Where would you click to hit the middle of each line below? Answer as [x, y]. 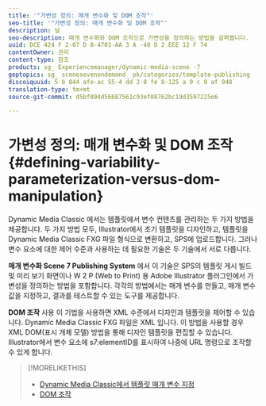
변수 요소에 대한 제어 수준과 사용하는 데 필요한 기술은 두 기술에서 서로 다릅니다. [130, 249]
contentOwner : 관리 [39, 52]
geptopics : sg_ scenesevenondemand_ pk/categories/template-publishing [129, 75]
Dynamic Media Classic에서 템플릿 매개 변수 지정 [117, 385]
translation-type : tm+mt [49, 89]
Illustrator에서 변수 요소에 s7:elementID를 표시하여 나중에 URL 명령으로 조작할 [130, 343]
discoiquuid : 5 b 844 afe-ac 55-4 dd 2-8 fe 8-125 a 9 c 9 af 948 [120, 82]
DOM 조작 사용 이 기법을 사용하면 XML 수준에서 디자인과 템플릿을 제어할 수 [124, 312]
